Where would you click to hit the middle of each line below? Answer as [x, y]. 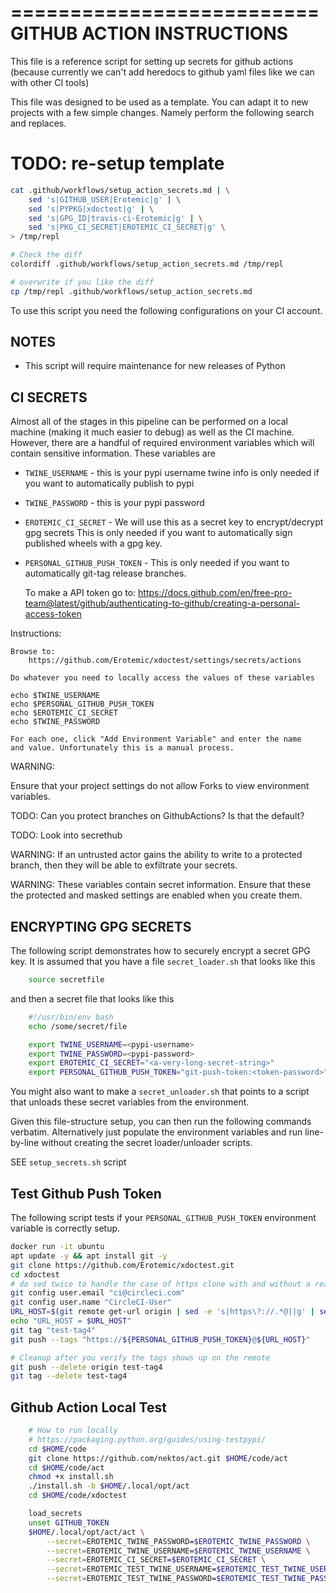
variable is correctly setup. [65, 1228]
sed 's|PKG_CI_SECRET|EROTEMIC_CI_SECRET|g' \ [127, 227]
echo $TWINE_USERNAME [55, 696]
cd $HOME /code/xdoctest [78, 1496]
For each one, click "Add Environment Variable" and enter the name [156, 739]
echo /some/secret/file [78, 1026]
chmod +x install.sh [71, 1477]
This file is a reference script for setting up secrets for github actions [152, 61]
